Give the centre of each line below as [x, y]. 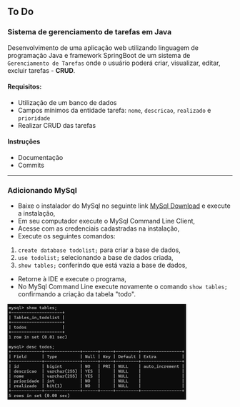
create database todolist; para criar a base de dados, [99, 250]
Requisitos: [25, 87]
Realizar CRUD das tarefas [57, 125]
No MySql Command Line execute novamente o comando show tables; [122, 287]
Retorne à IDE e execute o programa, [72, 279]
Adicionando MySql [42, 191]
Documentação [40, 158]
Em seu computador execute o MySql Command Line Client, [106, 221]
